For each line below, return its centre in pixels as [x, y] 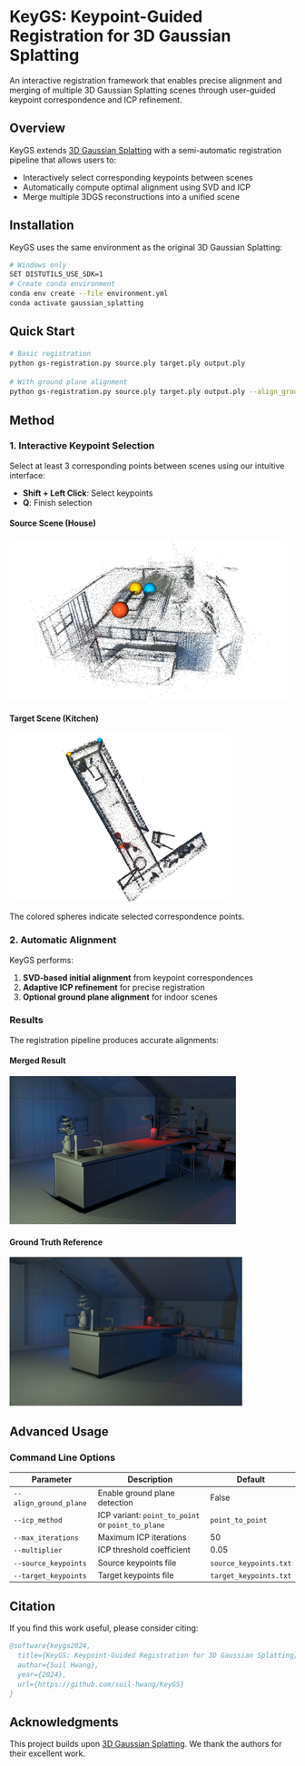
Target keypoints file [136, 1575]
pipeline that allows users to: [63, 160]
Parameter [52, 1480]
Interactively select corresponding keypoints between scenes [138, 177]
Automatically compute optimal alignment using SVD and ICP [137, 187]
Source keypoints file [137, 1563]
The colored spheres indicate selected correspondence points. [127, 917]
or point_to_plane [131, 1524]
